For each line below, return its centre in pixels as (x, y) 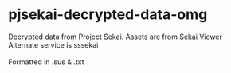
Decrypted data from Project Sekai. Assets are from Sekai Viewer (115, 36)
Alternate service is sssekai (53, 44)
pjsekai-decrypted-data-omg (108, 15)
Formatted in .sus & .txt (47, 62)
